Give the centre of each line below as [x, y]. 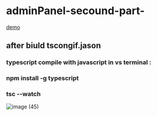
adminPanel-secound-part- [76, 11]
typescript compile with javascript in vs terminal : [79, 62]
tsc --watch [23, 94]
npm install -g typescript [42, 78]
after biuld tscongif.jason [54, 46]
